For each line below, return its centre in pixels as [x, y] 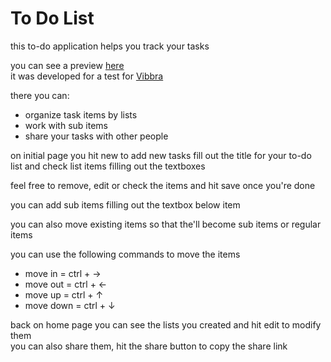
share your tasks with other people [96, 136]
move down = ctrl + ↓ [70, 305]
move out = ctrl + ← [66, 284]
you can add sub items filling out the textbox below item [125, 204]
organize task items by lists [81, 114]
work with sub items [66, 125]
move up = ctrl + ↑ [64, 294]
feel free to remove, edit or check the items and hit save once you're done [163, 185]
